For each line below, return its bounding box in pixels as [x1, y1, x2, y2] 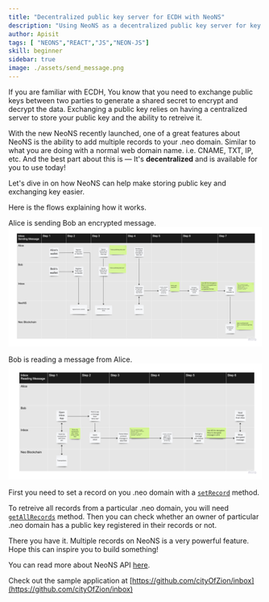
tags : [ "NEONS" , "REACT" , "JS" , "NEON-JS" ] [8, 39, 150, 47]
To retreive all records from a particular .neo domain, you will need [8, 504, 230, 513]
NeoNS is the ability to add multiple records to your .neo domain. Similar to [8, 137, 256, 147]
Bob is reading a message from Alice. [8, 355, 133, 364]
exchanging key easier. [8, 186, 85, 197]
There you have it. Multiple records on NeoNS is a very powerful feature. [8, 536, 250, 546]
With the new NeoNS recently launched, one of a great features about [8, 128, 240, 138]
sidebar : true [8, 56, 56, 64]
